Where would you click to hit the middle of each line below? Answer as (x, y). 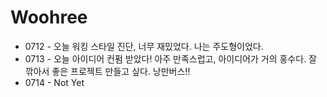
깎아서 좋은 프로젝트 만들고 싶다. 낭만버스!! (107, 71)
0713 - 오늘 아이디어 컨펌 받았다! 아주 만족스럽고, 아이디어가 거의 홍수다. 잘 (170, 58)
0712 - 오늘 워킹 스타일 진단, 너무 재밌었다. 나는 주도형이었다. (144, 46)
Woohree (49, 17)
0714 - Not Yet (54, 82)
